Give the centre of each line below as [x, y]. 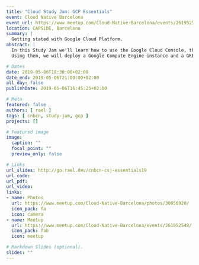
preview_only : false [37, 154]
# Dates [16, 66]
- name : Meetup [25, 220]
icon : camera [28, 214]
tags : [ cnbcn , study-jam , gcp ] [47, 116]
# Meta [14, 99]
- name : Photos [25, 198]
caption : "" [26, 143]
